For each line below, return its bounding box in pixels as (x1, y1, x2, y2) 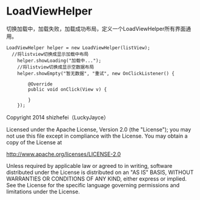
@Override (28, 81, 53, 87)
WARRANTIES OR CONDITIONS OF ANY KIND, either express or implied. (6, 175, 187, 182)
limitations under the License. (6, 188, 80, 195)
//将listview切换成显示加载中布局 (12, 51, 89, 57)
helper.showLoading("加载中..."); (17, 58, 102, 64)
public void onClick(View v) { (28, 86, 107, 92)
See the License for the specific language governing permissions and (6, 181, 180, 188)
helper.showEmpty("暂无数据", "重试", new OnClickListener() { (17, 70, 175, 76)
